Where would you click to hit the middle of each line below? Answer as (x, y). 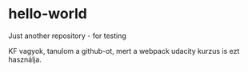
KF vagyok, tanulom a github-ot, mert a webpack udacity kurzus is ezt (124, 51)
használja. (25, 59)
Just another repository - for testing (67, 36)
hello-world (48, 14)
